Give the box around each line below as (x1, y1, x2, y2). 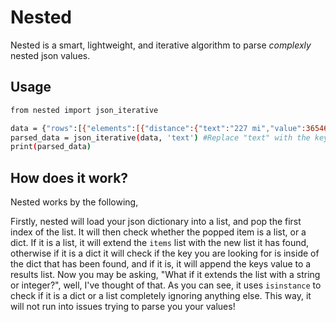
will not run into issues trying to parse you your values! (10, 301, 236, 313)
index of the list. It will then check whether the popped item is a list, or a (10, 226, 307, 238)
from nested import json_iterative (10, 105, 159, 115)
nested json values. (10, 49, 91, 61)
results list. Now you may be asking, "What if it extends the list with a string (10, 269, 321, 281)
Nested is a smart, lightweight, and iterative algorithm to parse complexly (10, 39, 312, 51)
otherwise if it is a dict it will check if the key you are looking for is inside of (10, 247, 320, 260)
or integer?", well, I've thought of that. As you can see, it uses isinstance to (10, 279, 322, 291)
